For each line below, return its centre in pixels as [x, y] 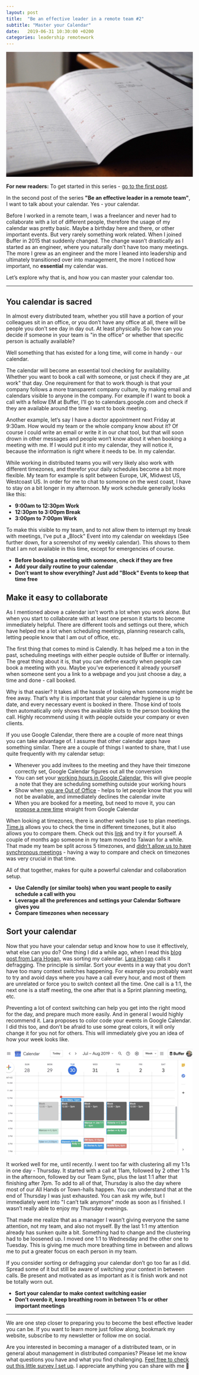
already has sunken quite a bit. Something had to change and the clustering [98, 1233]
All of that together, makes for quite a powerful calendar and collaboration [96, 870]
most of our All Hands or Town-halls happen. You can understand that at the [99, 1189]
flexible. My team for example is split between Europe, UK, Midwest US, [94, 476]
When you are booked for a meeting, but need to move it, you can [95, 803]
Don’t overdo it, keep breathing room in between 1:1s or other [91, 1300]
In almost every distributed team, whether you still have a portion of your [95, 316]
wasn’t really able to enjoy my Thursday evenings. [67, 1208]
